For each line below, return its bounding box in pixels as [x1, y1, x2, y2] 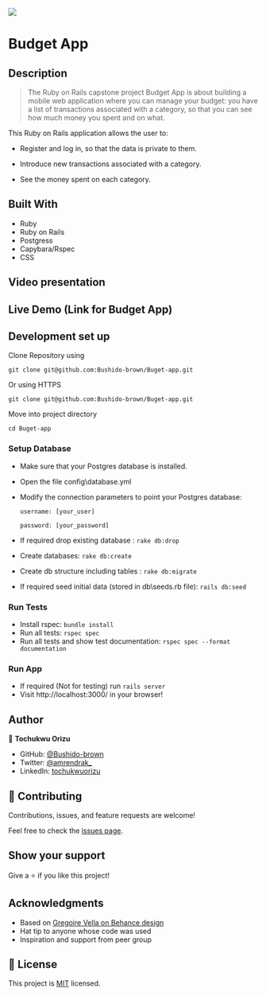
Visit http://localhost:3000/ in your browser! [19, 690, 164, 699]
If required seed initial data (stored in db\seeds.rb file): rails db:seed [19, 582, 247, 591]
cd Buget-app [8, 425, 52, 433]
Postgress [19, 235, 53, 245]
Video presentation [8, 275, 106, 290]
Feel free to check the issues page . [8, 826, 123, 835]
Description [8, 66, 67, 80]
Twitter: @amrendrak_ [19, 758, 93, 768]
